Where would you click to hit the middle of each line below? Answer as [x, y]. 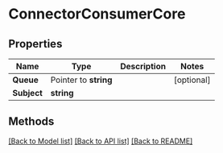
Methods [31, 122]
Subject [27, 93]
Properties [35, 44]
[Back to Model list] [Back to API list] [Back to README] [101, 141]
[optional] [192, 80]
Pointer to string [81, 80]
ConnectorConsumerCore [97, 14]
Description [143, 66]
